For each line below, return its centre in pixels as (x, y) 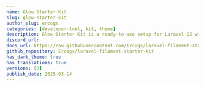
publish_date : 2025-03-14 (39, 74)
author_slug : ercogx (33, 23)
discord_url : (23, 40)
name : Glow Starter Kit (37, 12)
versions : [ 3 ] (24, 68)
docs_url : (19, 46)
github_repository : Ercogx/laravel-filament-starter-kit (80, 51)
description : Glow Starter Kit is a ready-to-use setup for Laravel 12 (99, 35)
